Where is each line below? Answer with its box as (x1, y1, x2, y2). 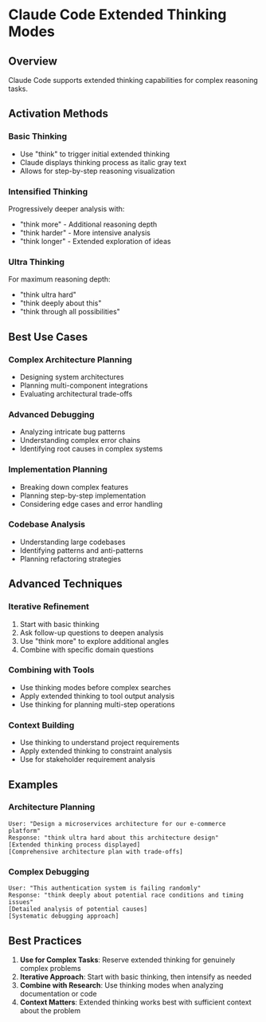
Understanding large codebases (19, 537, 126, 547)
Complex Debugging (8, 866, 90, 877)
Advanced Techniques (8, 577, 123, 591)
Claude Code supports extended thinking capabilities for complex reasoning (8, 76, 259, 85)
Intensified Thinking (8, 186, 88, 197)
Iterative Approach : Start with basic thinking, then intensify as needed (19, 972, 252, 981)
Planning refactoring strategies (19, 554, 122, 563)
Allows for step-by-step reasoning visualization (19, 166, 175, 176)
